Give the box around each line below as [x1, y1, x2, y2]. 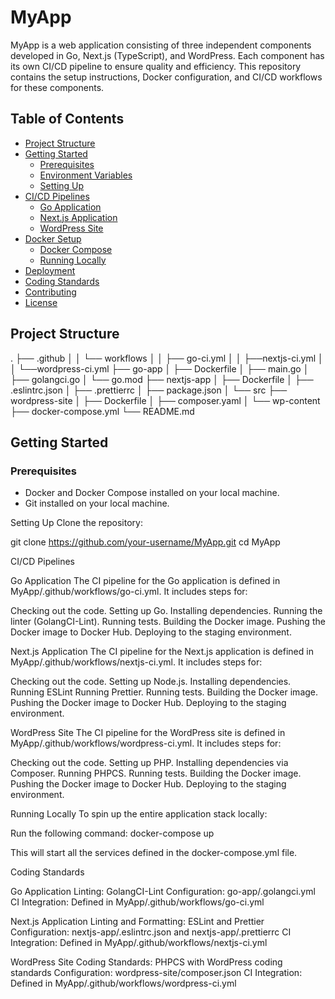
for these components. [10, 81, 105, 93]
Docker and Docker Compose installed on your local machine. [24, 487, 280, 499]
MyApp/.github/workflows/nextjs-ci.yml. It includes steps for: [10, 656, 263, 668]
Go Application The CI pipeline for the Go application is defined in [10, 575, 281, 587]
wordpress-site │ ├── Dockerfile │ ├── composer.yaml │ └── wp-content [10, 394, 321, 406]
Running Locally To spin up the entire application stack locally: [10, 808, 268, 820]
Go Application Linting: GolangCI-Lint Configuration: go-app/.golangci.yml [10, 886, 316, 898]
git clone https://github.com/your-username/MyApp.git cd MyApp [10, 536, 281, 548]
